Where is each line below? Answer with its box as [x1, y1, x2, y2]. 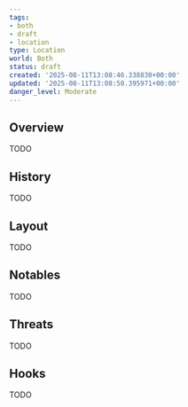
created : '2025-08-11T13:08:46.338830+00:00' [9, 71, 180, 80]
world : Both [9, 54, 53, 63]
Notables [9, 268, 61, 283]
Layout [9, 218, 49, 233]
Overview [9, 120, 65, 135]
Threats [9, 317, 54, 333]
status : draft [9, 63, 62, 72]
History [9, 169, 51, 184]
